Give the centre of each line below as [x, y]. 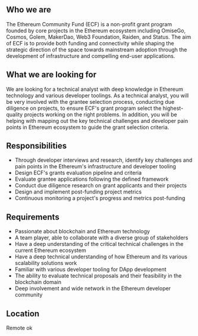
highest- [173, 108]
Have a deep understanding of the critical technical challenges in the [99, 244]
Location [23, 314]
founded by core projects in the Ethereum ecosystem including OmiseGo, [96, 30]
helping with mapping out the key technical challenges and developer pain [97, 121]
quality [15, 114]
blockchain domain [38, 282]
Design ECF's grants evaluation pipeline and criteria [78, 173]
